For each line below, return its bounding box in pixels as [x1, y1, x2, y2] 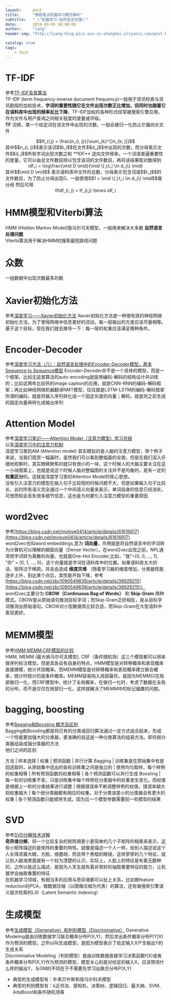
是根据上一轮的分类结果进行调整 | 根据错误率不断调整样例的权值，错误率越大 [5, 783, 165, 789]
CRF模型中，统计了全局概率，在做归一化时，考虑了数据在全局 [36, 679, 166, 685]
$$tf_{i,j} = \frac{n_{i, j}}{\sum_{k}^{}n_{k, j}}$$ [36, 138, 135, 144]
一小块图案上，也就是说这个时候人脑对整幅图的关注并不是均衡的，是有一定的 [5, 467, 166, 473]
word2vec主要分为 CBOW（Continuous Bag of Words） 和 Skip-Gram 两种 [5, 591, 164, 597]
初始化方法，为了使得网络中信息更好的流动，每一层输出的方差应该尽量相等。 [5, 319, 166, 325]
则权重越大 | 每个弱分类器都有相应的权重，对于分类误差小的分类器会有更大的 [5, 790, 165, 796]
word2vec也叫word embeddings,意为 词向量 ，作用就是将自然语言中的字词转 [5, 540, 165, 547]
